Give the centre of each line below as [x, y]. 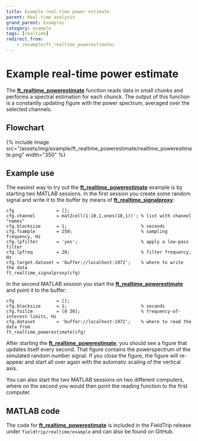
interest [17, 317]
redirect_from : [25, 39]
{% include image [27, 142]
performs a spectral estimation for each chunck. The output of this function [98, 96]
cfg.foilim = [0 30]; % [75, 311]
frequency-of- [164, 311]
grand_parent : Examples [35, 22]
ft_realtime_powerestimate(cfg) [46, 332]
